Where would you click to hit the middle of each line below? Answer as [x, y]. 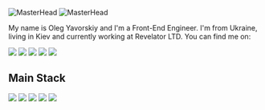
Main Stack [37, 78]
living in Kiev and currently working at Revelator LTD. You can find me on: [130, 37]
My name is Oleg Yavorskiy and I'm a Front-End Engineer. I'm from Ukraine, [133, 28]
